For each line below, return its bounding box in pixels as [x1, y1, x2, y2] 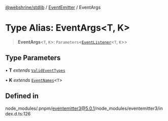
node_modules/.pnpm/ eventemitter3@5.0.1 [5, 105, 95, 111]
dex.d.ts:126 [5, 110, 31, 116]
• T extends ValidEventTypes [5, 67, 65, 73]
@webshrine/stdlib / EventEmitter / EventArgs [5, 5, 101, 10]
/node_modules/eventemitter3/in [94, 105, 163, 111]
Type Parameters [5, 53, 61, 63]
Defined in [5, 92, 39, 101]
